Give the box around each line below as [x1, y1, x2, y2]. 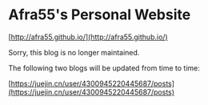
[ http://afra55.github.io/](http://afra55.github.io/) [8, 32, 168, 42]
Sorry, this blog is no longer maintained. [8, 47, 140, 57]
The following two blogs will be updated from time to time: [8, 63, 200, 73]
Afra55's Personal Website [8, 6, 191, 24]
